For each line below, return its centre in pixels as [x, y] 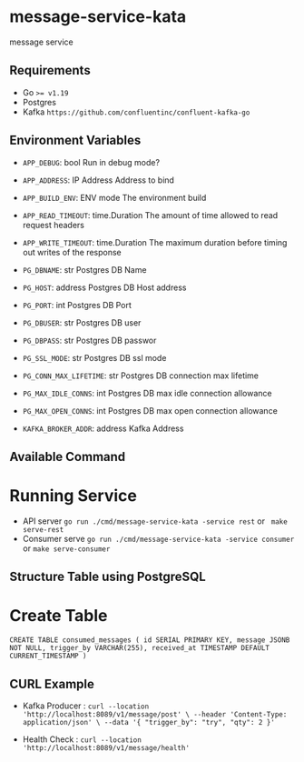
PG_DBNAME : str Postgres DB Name [84, 269]
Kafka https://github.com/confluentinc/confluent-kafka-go [136, 112]
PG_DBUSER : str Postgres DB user [82, 322]
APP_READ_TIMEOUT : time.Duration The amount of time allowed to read [150, 215]
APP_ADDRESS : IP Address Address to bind [98, 180]
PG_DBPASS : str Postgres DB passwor [89, 340]
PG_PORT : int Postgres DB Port [77, 305]
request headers [53, 225]
